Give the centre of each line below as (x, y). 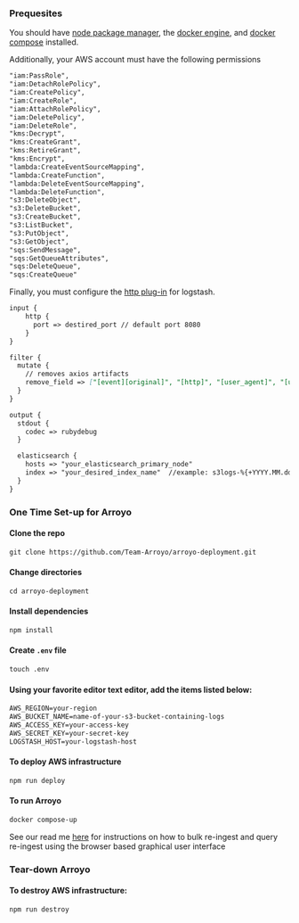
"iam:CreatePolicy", (48, 93)
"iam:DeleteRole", (43, 126)
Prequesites (36, 13)
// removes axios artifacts (77, 374)
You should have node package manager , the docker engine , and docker (142, 33)
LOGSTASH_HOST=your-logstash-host (73, 742)
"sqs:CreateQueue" (43, 275)
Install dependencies (49, 611)
